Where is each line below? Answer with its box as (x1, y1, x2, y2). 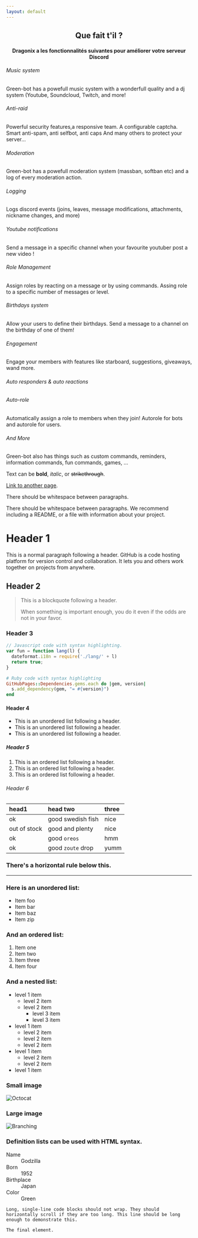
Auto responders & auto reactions (6, 378, 88, 385)
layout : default (6, 8, 46, 15)
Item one (14, 944, 37, 951)
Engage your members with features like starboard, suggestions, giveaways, (6, 358, 192, 365)
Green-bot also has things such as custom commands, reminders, (6, 453, 167, 460)
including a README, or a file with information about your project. (6, 511, 166, 518)
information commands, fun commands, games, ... (6, 459, 128, 466)
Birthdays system (6, 302, 49, 309)
